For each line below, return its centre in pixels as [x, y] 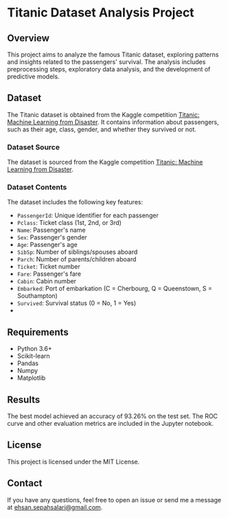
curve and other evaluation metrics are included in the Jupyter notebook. [111, 424]
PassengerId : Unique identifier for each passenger [88, 215]
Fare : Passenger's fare [49, 274]
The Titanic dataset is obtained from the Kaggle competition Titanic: [103, 114]
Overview [28, 38]
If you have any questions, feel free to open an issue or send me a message [114, 499]
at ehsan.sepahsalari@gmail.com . [55, 507]
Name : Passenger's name [51, 230]
